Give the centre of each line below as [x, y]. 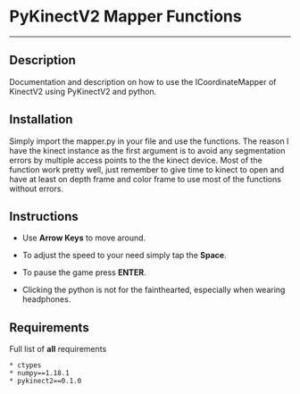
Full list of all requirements [58, 349]
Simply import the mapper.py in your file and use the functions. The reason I [149, 141]
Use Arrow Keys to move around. [84, 238]
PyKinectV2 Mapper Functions [126, 17]
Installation [41, 119]
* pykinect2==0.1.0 [46, 381]
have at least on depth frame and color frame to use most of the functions [145, 179]
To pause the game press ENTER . [84, 272]
